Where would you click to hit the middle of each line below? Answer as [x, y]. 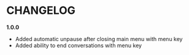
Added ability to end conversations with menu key [79, 45]
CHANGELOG [41, 11]
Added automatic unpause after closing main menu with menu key [99, 39]
